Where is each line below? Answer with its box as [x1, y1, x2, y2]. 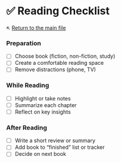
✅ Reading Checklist [6, 4, 110, 18]
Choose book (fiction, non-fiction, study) [14, 52, 116, 60]
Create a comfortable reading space [14, 59, 104, 67]
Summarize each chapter [14, 101, 77, 108]
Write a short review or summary [14, 137, 95, 144]
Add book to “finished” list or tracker [14, 144, 105, 151]
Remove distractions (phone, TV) [14, 66, 97, 73]
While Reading [6, 81, 49, 90]
